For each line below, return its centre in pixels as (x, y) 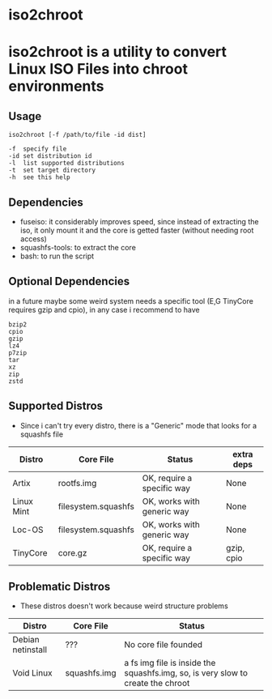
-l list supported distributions (67, 164)
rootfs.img (77, 483)
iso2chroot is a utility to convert (118, 52)
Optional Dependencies (69, 281)
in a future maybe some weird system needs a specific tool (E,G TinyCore (131, 300)
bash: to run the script (57, 256)
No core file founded (164, 645)
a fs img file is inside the (170, 663)
